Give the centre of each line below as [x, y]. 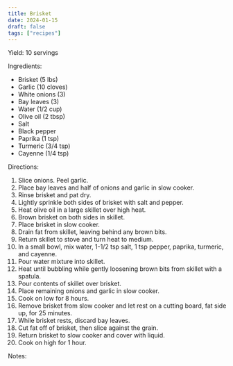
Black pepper [37, 131]
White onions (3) [42, 94]
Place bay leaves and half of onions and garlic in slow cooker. [106, 188]
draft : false [27, 26]
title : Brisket [30, 14]
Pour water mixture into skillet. [61, 262]
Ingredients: [25, 66]
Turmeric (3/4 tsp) [44, 146]
